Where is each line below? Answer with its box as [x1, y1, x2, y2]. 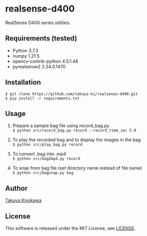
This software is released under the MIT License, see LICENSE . [5, 225, 136, 231]
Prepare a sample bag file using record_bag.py [12, 123, 109, 129]
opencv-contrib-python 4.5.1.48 [12, 58, 79, 64]
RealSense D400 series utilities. [5, 20, 71, 26]
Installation [5, 78, 41, 87]
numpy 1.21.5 [12, 53, 40, 59]
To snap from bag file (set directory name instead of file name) [12, 165, 142, 171]
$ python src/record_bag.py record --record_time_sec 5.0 [12, 128, 136, 133]
